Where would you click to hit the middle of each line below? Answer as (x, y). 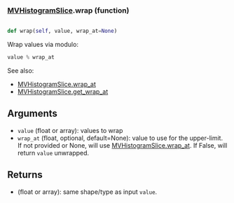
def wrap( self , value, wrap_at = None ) (62, 31)
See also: (21, 71)
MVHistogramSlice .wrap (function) (68, 10)
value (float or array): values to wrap (70, 130)
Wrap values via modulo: (43, 45)
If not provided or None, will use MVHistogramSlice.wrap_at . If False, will (122, 145)
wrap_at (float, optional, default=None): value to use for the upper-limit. (120, 138)
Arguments (33, 114)
